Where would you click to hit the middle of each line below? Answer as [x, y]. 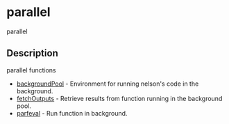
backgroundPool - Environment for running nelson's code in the [108, 84]
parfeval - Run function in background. [72, 113]
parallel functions [31, 70]
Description [32, 53]
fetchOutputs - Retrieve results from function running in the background [119, 98]
